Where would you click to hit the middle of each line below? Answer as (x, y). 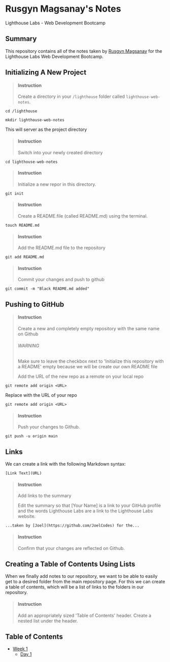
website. (27, 516)
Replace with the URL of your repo (41, 395)
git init (14, 193)
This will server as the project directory (46, 129)
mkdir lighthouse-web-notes (35, 120)
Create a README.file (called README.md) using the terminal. (83, 216)
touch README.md (22, 225)
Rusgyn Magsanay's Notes (63, 9)
